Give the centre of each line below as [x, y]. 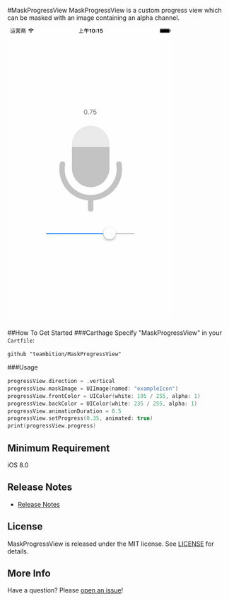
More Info [29, 573]
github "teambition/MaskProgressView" [64, 354]
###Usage [23, 367]
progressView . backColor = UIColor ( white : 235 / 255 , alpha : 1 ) [102, 403]
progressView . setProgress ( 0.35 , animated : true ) [80, 418]
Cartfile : [21, 340]
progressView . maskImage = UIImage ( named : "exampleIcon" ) [93, 389]
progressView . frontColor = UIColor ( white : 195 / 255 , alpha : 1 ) [104, 396]
